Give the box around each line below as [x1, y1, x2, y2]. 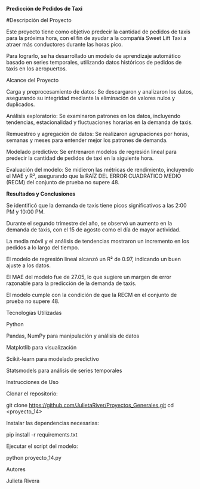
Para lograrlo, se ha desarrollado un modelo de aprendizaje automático [6, 52, 181, 59]
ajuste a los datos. [6, 262, 51, 269]
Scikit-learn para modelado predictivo [6, 355, 100, 363]
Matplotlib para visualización [6, 344, 77, 351]
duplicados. [6, 101, 35, 108]
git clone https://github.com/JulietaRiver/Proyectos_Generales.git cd [6, 402, 174, 408]
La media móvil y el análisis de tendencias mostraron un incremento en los [6, 238, 189, 244]
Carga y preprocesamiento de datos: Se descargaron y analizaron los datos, [6, 88, 193, 95]
